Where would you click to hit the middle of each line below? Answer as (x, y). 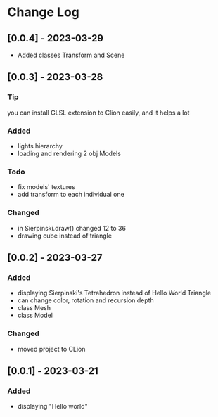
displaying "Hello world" (52, 406)
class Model (35, 315)
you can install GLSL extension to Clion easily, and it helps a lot (98, 113)
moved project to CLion (51, 349)
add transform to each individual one (71, 195)
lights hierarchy (40, 146)
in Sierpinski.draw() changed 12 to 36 (72, 228)
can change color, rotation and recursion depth (86, 300)
